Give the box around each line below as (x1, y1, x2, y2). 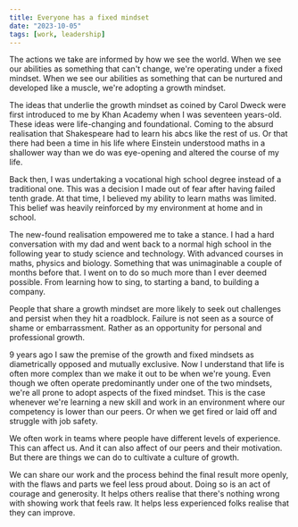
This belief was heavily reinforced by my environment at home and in (9, 203, 263, 213)
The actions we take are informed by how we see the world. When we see (9, 54, 282, 65)
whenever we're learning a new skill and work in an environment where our (9, 397, 286, 407)
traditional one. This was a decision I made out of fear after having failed (9, 184, 276, 195)
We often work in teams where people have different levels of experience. (9, 433, 281, 444)
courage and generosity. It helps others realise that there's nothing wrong (9, 489, 280, 499)
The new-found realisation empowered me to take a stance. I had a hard (9, 230, 275, 240)
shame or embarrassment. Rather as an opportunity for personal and (9, 322, 262, 333)
